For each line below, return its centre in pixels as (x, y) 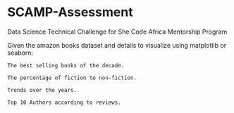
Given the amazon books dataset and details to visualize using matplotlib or (117, 45)
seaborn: (20, 53)
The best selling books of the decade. (66, 65)
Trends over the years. (42, 90)
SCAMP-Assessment (70, 12)
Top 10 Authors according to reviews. (64, 102)
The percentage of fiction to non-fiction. (72, 78)
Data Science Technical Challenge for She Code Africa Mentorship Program (117, 32)
